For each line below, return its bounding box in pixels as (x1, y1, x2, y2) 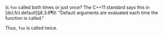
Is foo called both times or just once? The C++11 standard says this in (5, 5, 150, 10)
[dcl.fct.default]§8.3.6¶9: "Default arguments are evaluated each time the (5, 10, 158, 16)
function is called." (5, 15, 44, 21)
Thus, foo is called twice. (5, 25, 58, 31)
